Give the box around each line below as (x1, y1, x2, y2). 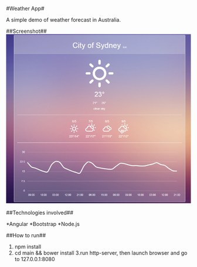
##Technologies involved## (6, 209, 73, 216)
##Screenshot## (6, 28, 47, 35)
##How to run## (6, 231, 46, 239)
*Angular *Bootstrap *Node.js (6, 220, 80, 227)
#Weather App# (6, 5, 45, 12)
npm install (14, 243, 42, 250)
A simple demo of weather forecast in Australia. (6, 16, 121, 23)
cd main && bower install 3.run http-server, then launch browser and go (14, 249, 188, 256)
